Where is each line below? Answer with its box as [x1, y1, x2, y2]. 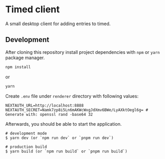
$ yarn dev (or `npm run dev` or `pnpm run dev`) [5, 135, 114, 141]
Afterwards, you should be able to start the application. [5, 121, 122, 127]
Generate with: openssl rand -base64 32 [5, 112, 94, 117]
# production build [5, 144, 47, 149]
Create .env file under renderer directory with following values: [5, 93, 139, 99]
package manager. [5, 54, 45, 61]
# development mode [5, 131, 47, 136]
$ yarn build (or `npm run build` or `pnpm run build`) [5, 149, 127, 154]
